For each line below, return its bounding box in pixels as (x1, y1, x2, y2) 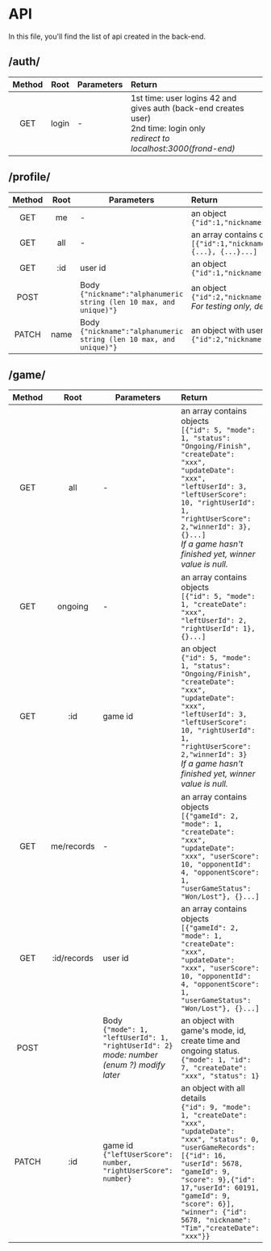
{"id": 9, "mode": (181, 1103, 252, 1112)
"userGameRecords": (181, 1143, 256, 1153)
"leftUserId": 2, (181, 616, 248, 625)
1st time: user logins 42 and (130, 92, 237, 103)
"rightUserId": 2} (102, 1041, 173, 1050)
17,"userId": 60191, (181, 1183, 260, 1193)
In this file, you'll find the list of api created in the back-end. (8, 31, 206, 41)
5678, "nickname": (181, 1216, 252, 1225)
